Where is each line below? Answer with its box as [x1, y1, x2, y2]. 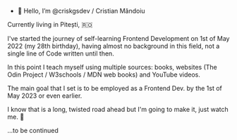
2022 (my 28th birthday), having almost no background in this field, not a [7, 42, 220, 50]
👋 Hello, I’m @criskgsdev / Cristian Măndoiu [17, 7, 146, 15]
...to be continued [7, 127, 59, 134]
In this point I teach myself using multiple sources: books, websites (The [7, 63, 217, 71]
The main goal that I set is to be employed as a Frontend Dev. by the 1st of [7, 84, 222, 92]
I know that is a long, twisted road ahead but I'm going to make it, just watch [7, 106, 229, 113]
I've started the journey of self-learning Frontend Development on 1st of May [7, 34, 230, 42]
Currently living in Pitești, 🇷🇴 [7, 20, 93, 28]
